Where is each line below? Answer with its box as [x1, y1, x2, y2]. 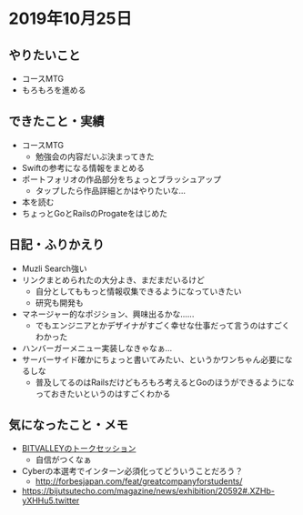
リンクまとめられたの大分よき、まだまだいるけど [21, 274, 206, 285]
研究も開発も [35, 297, 84, 308]
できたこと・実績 [8, 114, 105, 129]
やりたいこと [8, 47, 81, 63]
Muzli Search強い [21, 263, 87, 274]
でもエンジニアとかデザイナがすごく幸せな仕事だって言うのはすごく [35, 319, 290, 330]
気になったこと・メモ [8, 418, 128, 433]
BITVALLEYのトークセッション [21, 443, 136, 454]
